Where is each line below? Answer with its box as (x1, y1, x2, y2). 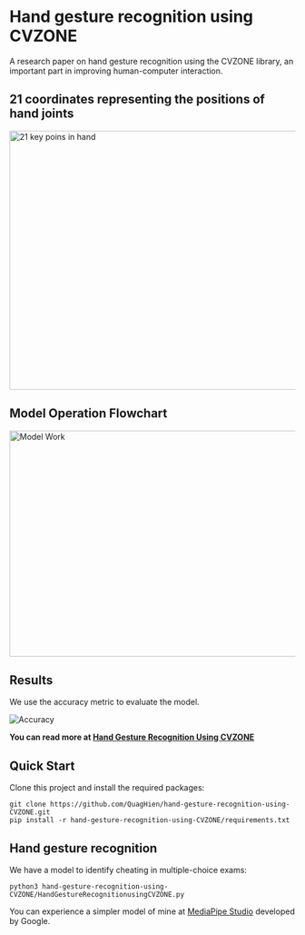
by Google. (9, 916, 51, 926)
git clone (9, 800, 47, 810)
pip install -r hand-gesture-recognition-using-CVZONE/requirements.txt (9, 816, 290, 825)
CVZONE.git (9, 808, 51, 817)
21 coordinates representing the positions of (9, 92, 265, 107)
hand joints (9, 106, 74, 122)
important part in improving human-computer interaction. (9, 65, 223, 76)
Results (9, 672, 54, 688)
